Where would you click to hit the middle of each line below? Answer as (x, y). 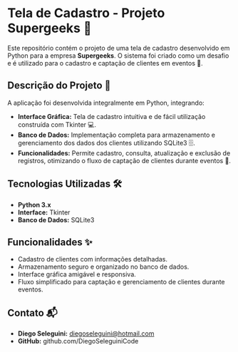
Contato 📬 (33, 312)
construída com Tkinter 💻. (57, 124)
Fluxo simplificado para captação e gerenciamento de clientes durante (121, 282)
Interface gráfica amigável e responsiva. (77, 274)
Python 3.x (34, 205)
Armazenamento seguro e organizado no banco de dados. (103, 267)
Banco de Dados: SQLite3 (56, 219)
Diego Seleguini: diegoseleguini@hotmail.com (86, 333)
